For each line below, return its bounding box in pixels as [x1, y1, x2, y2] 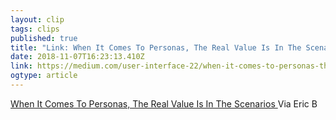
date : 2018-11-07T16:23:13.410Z [10, 52, 145, 62]
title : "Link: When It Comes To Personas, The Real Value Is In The [10, 42, 302, 53]
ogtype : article [10, 71, 78, 81]
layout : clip [10, 14, 65, 25]
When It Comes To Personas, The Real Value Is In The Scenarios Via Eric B [10, 97, 318, 110]
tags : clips [10, 24, 60, 34]
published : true [10, 33, 78, 43]
